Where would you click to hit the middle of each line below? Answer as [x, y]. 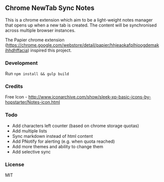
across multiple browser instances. [40, 30]
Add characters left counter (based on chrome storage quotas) [76, 126]
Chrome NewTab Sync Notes [50, 8]
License [15, 164]
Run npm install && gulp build [37, 74]
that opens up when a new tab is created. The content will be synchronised [81, 25]
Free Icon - [16, 97]
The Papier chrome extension [35, 40]
